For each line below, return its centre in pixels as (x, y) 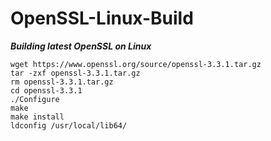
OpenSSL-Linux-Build (102, 18)
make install (37, 117)
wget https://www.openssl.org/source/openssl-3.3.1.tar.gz (136, 64)
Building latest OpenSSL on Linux (81, 46)
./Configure (35, 99)
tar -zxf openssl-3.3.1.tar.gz (75, 73)
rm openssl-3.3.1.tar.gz (62, 82)
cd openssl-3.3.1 (46, 90)
